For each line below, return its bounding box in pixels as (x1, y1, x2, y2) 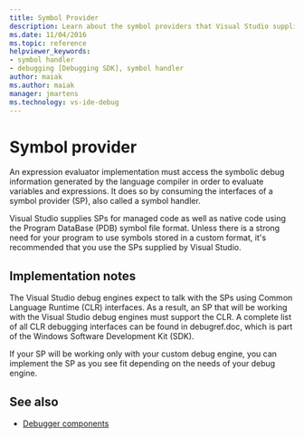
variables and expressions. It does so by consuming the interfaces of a (9, 186, 273, 197)
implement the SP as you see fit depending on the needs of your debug (9, 358, 276, 369)
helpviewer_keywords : (9, 47, 91, 56)
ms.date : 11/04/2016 (9, 30, 88, 39)
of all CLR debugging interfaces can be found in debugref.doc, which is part (9, 321, 293, 332)
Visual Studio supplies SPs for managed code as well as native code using (9, 213, 287, 224)
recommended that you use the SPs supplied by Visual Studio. (9, 242, 242, 253)
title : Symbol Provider (9, 13, 100, 23)
